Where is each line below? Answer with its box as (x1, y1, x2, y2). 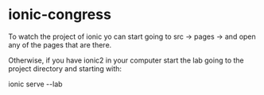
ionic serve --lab (8, 79, 63, 89)
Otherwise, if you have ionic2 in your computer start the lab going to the (8, 55, 244, 65)
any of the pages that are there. (8, 40, 112, 49)
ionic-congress (8, 6, 111, 24)
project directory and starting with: (8, 63, 122, 73)
